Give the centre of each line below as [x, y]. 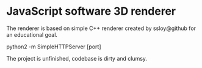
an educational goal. [32, 34]
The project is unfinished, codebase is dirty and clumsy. [77, 58]
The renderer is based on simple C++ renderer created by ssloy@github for [101, 28]
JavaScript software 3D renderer [91, 11]
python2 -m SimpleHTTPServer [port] [54, 47]
